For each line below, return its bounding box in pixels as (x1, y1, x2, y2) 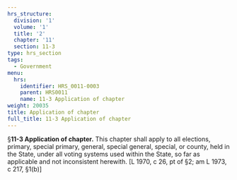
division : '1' (13, 17, 55, 24)
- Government (13, 63, 52, 70)
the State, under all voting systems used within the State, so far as (7, 150, 200, 158)
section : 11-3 (13, 43, 55, 50)
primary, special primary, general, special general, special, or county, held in (7, 142, 230, 150)
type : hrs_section (7, 50, 62, 57)
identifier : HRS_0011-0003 (20, 83, 100, 90)
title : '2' (13, 30, 46, 37)
